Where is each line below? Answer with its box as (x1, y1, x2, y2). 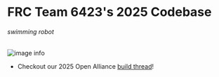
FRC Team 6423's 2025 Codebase (7, 4, 212, 20)
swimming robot (7, 27, 54, 35)
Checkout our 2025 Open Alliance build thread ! (17, 62, 154, 71)
